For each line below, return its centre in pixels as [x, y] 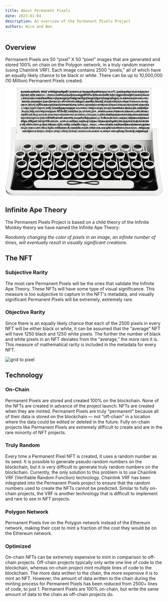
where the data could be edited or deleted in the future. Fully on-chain [77, 422]
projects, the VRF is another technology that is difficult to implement [87, 493]
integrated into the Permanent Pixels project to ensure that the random [78, 483]
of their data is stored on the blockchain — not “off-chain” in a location [78, 416]
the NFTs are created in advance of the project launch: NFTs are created [80, 406]
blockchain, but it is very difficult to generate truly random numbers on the [82, 467]
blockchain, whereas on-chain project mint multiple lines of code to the [78, 568]
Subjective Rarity [27, 272]
